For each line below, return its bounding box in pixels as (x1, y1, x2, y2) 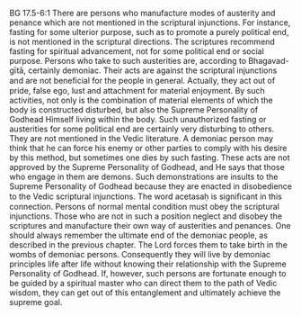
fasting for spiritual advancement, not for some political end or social (9, 46, 265, 57)
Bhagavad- (248, 56, 289, 66)
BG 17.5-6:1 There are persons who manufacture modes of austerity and (9, 8, 276, 18)
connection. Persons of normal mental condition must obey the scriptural (9, 202, 280, 212)
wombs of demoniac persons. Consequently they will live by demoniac (9, 249, 271, 259)
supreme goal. (9, 297, 63, 307)
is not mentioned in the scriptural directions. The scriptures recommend (9, 36, 276, 47)
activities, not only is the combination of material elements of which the (9, 95, 273, 105)
